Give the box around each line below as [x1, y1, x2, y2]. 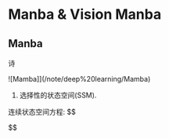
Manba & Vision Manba [8, 5, 162, 24]
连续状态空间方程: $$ [8, 108, 76, 116]
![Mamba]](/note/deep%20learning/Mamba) [8, 75, 151, 83]
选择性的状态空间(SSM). [19, 90, 97, 100]
